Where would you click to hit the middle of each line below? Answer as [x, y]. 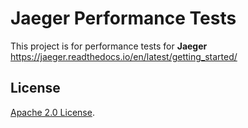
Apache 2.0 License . [52, 112]
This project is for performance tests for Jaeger [109, 46]
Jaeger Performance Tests [123, 18]
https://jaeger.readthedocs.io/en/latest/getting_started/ [124, 56]
